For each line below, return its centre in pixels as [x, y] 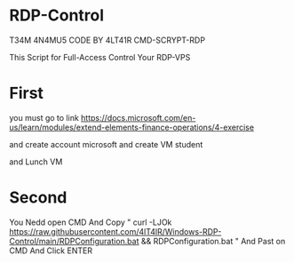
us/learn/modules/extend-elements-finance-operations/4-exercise [132, 127]
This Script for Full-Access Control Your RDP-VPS [100, 57]
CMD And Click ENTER [51, 251]
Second [38, 198]
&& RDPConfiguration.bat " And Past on [213, 241]
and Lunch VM [36, 162]
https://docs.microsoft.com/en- [139, 117]
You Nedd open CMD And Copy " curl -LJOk [91, 222]
